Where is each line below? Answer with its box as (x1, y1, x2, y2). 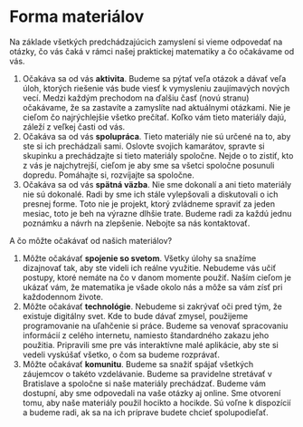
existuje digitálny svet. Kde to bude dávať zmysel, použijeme (22, 310, 249, 321)
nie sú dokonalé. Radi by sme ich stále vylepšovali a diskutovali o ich (22, 189, 279, 199)
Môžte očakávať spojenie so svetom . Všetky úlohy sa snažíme (22, 252, 257, 264)
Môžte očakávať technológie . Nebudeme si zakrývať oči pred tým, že (22, 301, 282, 312)
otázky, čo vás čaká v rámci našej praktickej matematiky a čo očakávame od (9, 45, 295, 56)
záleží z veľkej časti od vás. (22, 121, 126, 132)
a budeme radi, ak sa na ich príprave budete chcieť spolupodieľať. (22, 406, 269, 418)
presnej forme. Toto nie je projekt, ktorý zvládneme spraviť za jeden (22, 198, 276, 209)
